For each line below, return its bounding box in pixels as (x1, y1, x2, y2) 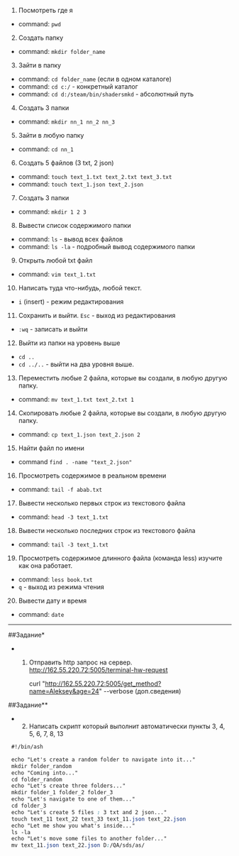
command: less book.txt (18, 575, 93, 583)
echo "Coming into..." (11, 769, 79, 777)
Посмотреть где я (18, 6, 73, 14)
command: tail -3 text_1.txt (18, 540, 109, 549)
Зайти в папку (18, 61, 62, 70)
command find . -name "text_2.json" (18, 458, 133, 466)
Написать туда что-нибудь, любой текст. (18, 284, 143, 292)
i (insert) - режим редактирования (18, 297, 124, 306)
